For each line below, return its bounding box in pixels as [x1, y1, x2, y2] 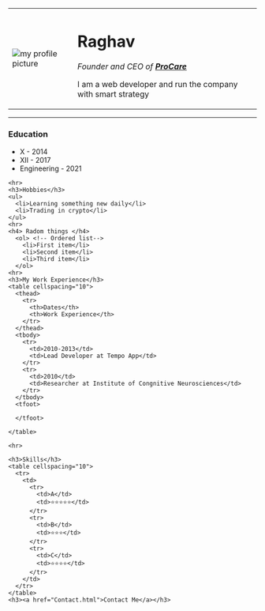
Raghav [77, 31, 136, 51]
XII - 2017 [19, 155, 51, 164]
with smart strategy [77, 89, 150, 100]
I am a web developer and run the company [77, 79, 238, 90]
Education [8, 129, 49, 140]
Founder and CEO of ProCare [77, 61, 187, 72]
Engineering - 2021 [19, 164, 82, 173]
